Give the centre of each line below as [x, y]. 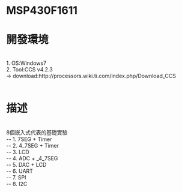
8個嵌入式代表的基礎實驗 [37, 133]
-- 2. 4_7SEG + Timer [32, 146]
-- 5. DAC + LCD [26, 165]
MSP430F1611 [42, 10]
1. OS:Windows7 [26, 63]
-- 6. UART [20, 171]
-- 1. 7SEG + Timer [29, 139]
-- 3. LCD [18, 152]
